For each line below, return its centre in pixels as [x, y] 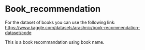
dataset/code [18, 33]
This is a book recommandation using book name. [55, 42]
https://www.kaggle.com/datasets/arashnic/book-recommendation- [72, 27]
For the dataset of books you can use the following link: [60, 22]
